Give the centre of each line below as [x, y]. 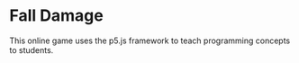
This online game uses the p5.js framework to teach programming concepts [150, 40]
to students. [32, 49]
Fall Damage [56, 16]
